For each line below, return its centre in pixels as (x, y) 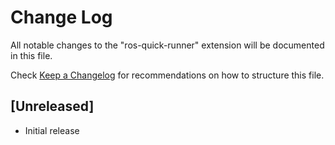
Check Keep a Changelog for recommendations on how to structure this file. (167, 75)
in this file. (31, 55)
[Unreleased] (52, 106)
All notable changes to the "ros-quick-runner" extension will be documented (167, 45)
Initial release (52, 130)
